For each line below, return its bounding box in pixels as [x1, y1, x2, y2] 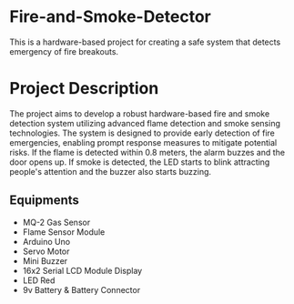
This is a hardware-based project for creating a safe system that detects [9, 36, 281, 47]
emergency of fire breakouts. [9, 46, 119, 56]
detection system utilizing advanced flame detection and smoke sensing [9, 117, 280, 128]
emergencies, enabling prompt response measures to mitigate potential [9, 137, 278, 147]
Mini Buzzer [22, 255, 68, 266]
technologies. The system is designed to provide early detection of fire [9, 127, 276, 138]
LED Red [22, 275, 56, 286]
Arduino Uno [22, 236, 71, 247]
